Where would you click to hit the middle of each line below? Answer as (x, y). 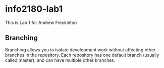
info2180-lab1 (34, 9)
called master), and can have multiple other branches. (60, 60)
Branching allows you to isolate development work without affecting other (80, 49)
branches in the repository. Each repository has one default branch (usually (82, 55)
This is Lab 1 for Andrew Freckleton (41, 23)
